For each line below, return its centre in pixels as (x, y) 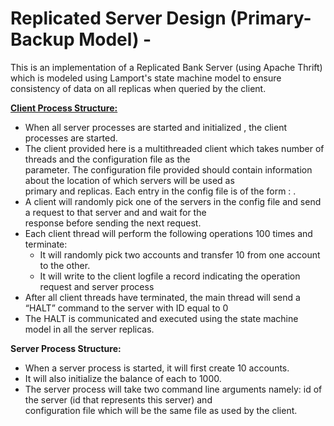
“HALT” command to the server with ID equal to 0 (126, 308)
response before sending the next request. (113, 223)
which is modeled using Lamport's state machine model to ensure (146, 78)
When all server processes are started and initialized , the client (155, 127)
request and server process (97, 286)
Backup (42, 39)
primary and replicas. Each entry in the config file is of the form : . (160, 191)
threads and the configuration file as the (107, 159)
